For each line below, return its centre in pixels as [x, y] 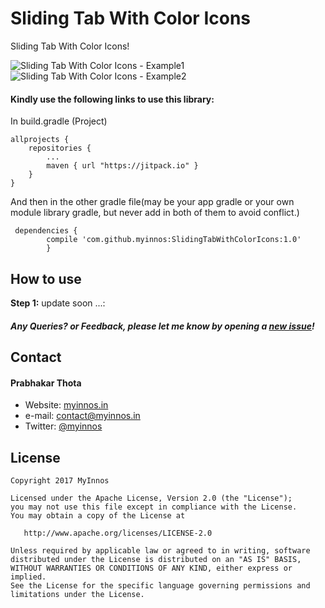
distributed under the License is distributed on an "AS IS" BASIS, [156, 559]
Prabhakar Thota [46, 383]
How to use [46, 278]
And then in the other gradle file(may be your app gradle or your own [152, 202]
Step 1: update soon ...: [58, 303]
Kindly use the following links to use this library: [112, 99]
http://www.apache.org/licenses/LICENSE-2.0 [118, 533]
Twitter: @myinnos [63, 426]
